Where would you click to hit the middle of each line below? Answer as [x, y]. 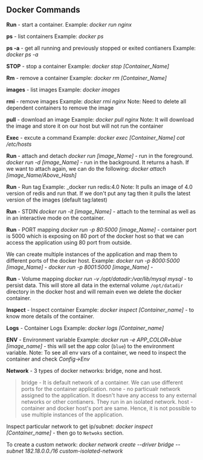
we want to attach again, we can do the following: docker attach [86, 168]
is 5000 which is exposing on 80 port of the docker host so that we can [95, 236]
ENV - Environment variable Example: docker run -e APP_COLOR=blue [94, 340]
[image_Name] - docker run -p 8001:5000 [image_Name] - [80, 267]
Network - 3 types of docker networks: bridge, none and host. [84, 370]
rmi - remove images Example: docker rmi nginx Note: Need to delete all [96, 101]
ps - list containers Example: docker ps [55, 36]
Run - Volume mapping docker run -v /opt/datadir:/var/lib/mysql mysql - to [100, 278]
